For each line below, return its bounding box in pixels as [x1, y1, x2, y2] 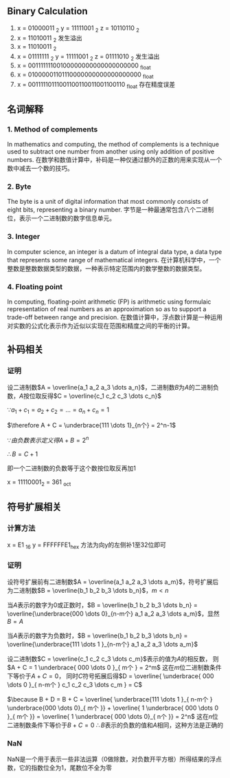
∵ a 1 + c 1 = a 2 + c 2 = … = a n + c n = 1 [7, 406, 110, 415]
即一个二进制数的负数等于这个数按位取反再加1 [7, 464, 136, 472]
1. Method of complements [7, 124, 98, 134]
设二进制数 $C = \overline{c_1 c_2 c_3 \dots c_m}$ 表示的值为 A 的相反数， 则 [7, 654, 219, 663]
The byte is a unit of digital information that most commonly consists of [7, 198, 209, 206]
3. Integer [7, 232, 41, 242]
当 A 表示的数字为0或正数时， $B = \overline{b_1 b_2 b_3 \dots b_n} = [7, 600, 198, 609]
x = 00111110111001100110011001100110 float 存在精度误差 [16, 80, 176, 90]
